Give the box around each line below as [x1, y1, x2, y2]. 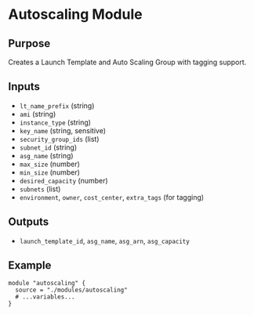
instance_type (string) [19, 118, 92, 127]
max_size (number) [19, 159, 81, 168]
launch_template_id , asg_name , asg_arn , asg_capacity [19, 236, 190, 245]
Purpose [8, 37, 51, 50]
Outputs [8, 215, 49, 229]
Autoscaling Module [8, 5, 143, 24]
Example [8, 259, 52, 272]
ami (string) [19, 109, 56, 118]
